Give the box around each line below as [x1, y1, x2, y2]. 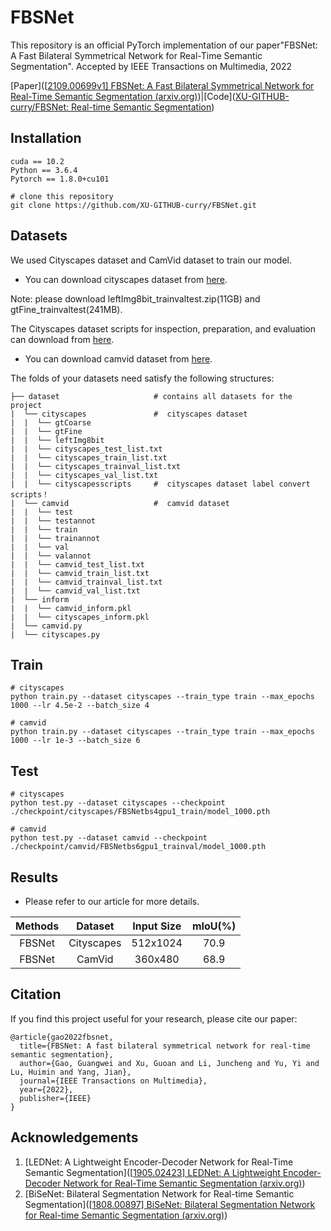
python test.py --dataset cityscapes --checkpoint [10, 798, 226, 808]
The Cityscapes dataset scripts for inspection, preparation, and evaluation [10, 322, 316, 335]
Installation [10, 130, 82, 147]
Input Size [132, 919, 182, 933]
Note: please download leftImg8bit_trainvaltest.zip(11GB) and [10, 292, 261, 305]
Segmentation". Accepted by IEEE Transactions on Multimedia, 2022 [10, 60, 293, 72]
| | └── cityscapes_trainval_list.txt [10, 461, 182, 471]
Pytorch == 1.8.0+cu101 [10, 174, 110, 184]
